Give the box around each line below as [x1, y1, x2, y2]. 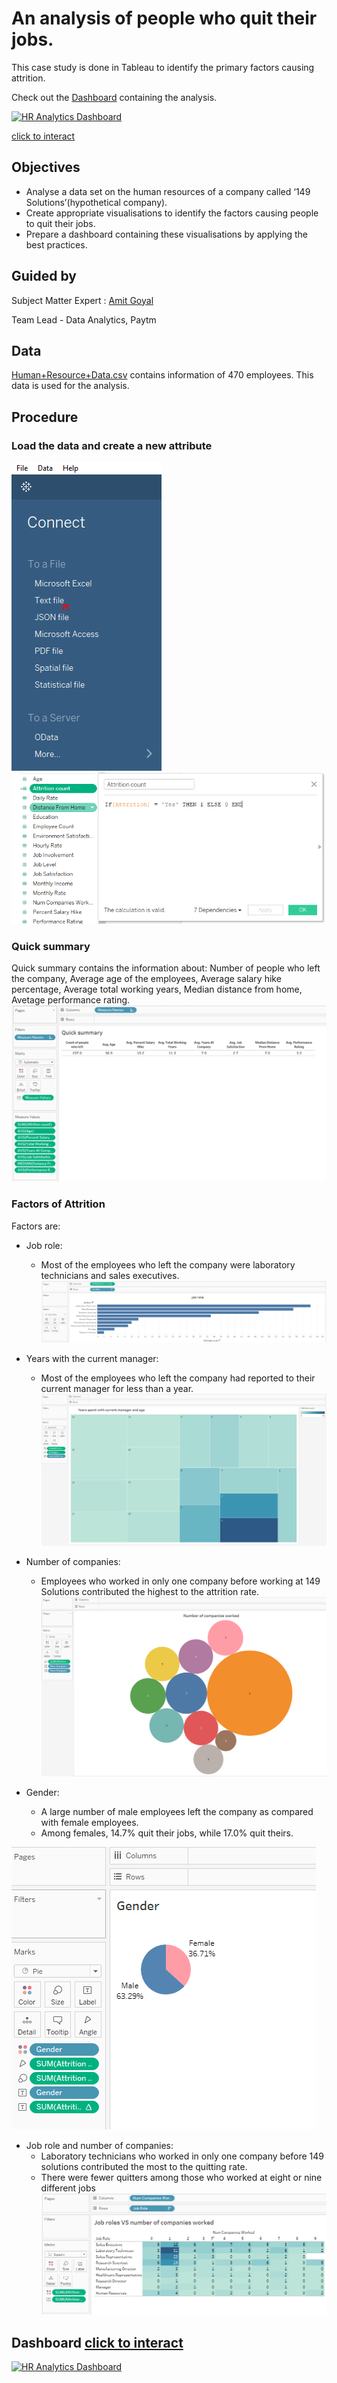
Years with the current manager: [25, 1353, 159, 1365]
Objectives [11, 159, 81, 176]
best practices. [25, 238, 88, 251]
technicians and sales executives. [40, 1269, 180, 1281]
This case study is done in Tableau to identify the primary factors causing [11, 61, 315, 73]
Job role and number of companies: [25, 2140, 174, 2152]
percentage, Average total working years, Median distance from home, [11, 983, 303, 996]
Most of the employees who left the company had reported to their [40, 1372, 316, 1384]
